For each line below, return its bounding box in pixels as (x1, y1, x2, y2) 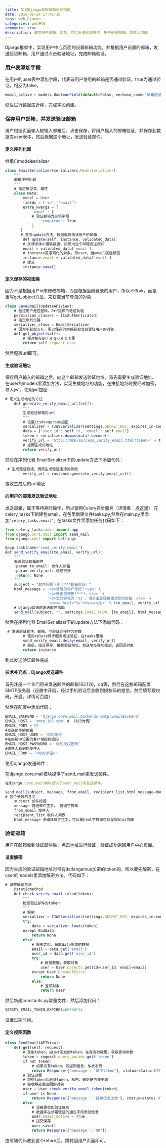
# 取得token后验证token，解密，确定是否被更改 (23, 1077, 109, 1082)
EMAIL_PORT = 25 (5, 723, 39, 728)
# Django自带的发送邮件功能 (14, 605, 65, 610)
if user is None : (23, 1091, 58, 1096)
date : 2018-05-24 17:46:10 (5, 12, 61, 17)
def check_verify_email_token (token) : (14, 891, 94, 897)
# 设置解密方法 (5, 882, 32, 887)
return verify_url (23, 447, 61, 452)
